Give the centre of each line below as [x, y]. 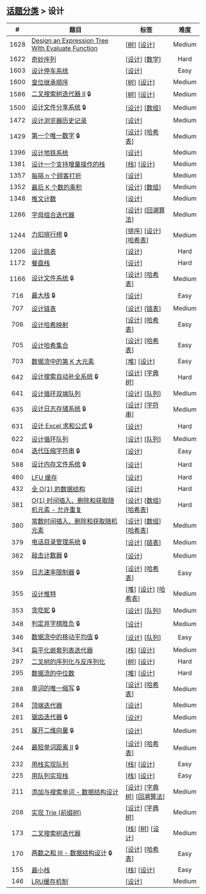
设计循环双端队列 [56, 393]
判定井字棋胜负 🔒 [56, 623]
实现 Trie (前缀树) [56, 813]
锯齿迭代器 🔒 [50, 717]
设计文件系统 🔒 [53, 278]
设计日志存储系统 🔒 [59, 409]
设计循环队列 [50, 439]
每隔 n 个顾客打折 [56, 175]
